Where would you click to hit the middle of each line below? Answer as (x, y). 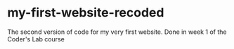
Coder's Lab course (36, 39)
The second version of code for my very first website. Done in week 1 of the (117, 32)
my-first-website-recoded (86, 13)
